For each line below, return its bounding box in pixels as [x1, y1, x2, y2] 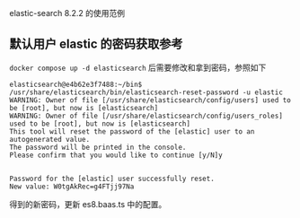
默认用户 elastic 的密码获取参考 [9, 37, 183, 52]
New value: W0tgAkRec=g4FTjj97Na [9, 182, 135, 191]
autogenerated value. [9, 135, 91, 144]
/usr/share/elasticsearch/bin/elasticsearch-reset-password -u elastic [9, 88, 283, 97]
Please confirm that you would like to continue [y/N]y [9, 151, 223, 160]
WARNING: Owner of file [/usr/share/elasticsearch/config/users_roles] [9, 111, 283, 120]
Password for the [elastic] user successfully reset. [9, 174, 216, 183]
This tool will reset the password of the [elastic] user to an [9, 126, 255, 136]
